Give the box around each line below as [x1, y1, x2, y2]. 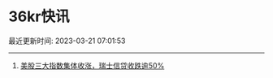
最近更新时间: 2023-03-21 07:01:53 [8, 36, 126, 45]
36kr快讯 [8, 7, 70, 26]
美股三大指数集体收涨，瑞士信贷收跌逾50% [19, 60, 165, 70]
